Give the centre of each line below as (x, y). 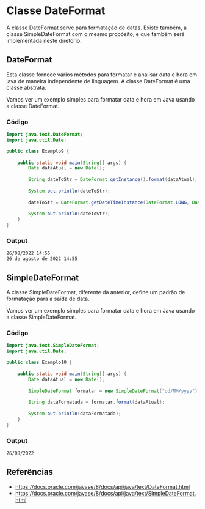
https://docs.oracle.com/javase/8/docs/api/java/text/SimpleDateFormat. (106, 493)
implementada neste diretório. (44, 40)
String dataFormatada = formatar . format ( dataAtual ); (97, 402)
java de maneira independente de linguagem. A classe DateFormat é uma (98, 81)
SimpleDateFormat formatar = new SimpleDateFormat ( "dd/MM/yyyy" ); (114, 391)
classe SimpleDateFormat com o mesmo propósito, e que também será (95, 34)
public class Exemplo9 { (38, 151)
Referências (30, 472)
